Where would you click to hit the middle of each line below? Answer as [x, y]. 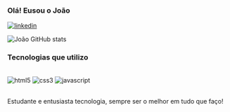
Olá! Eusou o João [39, 10]
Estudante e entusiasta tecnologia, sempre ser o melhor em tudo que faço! [115, 101]
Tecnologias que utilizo [48, 57]
